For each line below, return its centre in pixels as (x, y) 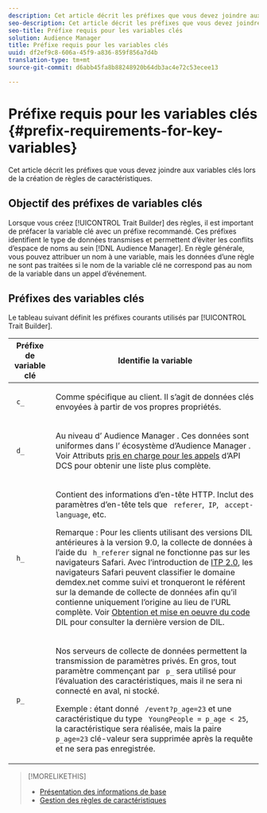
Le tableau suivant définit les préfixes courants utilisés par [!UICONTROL (127, 318)
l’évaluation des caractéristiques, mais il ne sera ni (149, 681)
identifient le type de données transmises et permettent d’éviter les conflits (131, 239)
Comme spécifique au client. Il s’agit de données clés (155, 397)
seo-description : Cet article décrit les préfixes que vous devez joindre (135, 23)
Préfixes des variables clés (76, 298)
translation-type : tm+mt (49, 61)
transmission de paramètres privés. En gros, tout (146, 661)
